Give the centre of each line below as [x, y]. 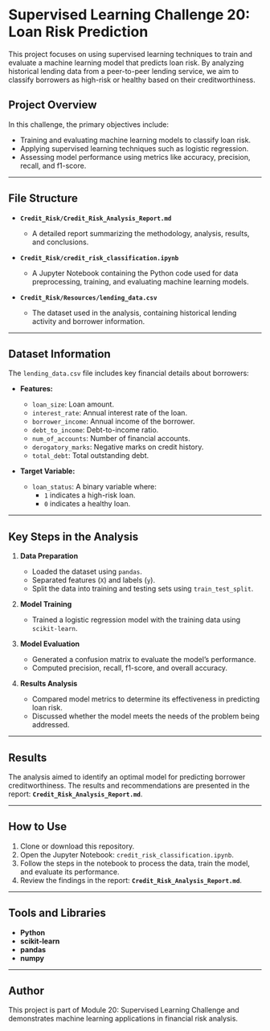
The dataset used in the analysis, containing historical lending [134, 313]
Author [26, 991]
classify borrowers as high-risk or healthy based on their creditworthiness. [132, 80]
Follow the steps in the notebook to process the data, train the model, [135, 863]
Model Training [46, 604]
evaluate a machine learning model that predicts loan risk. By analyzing [126, 63]
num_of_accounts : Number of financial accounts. [111, 439]
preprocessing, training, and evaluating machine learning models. [140, 281]
